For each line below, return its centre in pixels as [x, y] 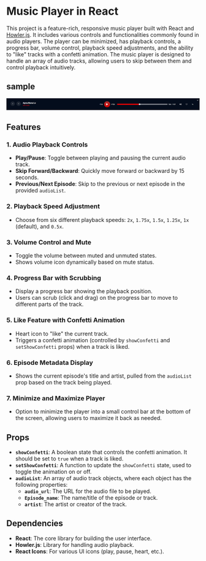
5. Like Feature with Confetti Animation [66, 320]
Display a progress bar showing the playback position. [84, 291]
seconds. [27, 177]
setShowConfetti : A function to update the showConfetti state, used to [103, 465]
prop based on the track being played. [63, 382]
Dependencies [35, 523]
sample [21, 87]
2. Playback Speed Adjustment [53, 207]
